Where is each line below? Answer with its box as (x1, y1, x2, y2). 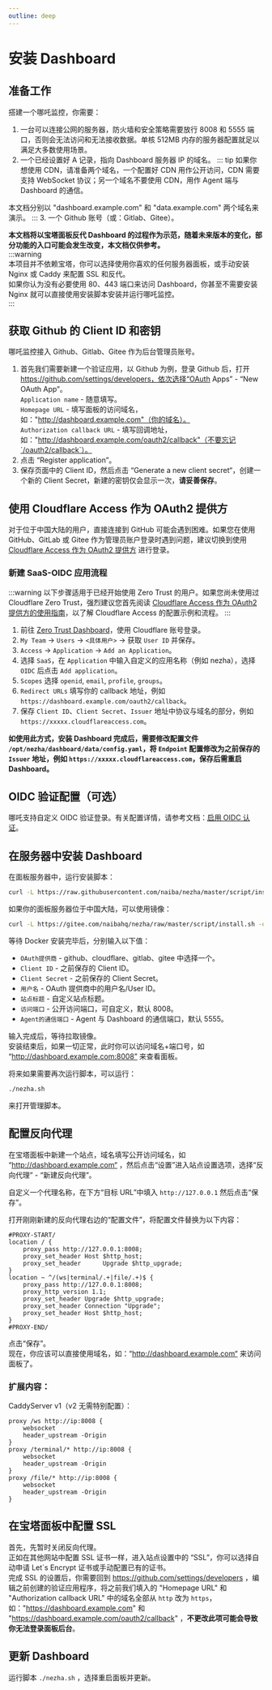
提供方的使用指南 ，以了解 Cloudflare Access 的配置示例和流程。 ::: (8, 608, 231, 617)
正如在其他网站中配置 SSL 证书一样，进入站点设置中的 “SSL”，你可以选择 (8, 1552, 253, 1562)
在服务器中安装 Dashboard (8, 849, 142, 862)
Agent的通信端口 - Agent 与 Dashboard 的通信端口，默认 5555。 (19, 1013, 228, 1023)
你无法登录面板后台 (8, 1623, 73, 1633)
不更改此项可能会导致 (186, 1613, 258, 1623)
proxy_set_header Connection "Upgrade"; (23, 1301, 161, 1310)
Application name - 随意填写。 (19, 394, 121, 404)
